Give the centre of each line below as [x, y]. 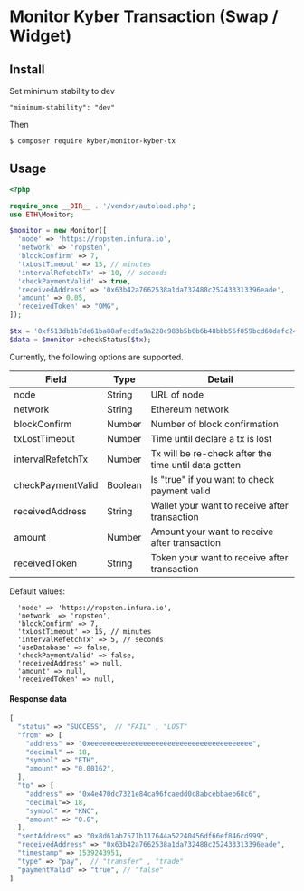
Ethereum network [190, 409]
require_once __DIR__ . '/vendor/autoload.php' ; [103, 206]
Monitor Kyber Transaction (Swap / [144, 17]
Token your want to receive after [219, 557]
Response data [38, 699]
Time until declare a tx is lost [211, 438]
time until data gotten [196, 465]
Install [27, 69]
